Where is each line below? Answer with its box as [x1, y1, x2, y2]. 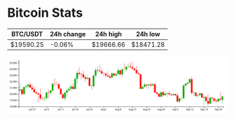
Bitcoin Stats [7, 5, 83, 21]
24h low [135, 30, 160, 38]
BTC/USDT [11, 30, 43, 38]
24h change [50, 30, 86, 38]
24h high [95, 30, 123, 38]
